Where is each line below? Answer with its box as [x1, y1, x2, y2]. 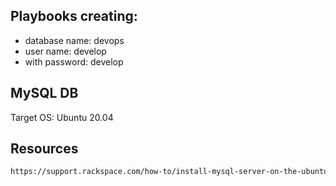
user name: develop [24, 45, 107, 57]
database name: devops [24, 34, 125, 46]
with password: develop [24, 55, 124, 68]
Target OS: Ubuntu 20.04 [10, 111, 114, 123]
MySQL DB [10, 85, 79, 102]
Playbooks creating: [10, 8, 138, 25]
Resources [10, 140, 79, 158]
